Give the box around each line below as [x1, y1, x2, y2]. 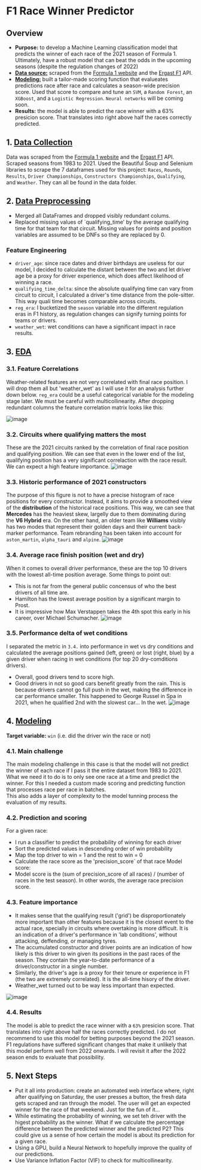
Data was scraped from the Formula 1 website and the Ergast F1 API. [6, 153, 175, 160]
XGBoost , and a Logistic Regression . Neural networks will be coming [14, 95, 184, 102]
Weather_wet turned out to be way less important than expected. [14, 982, 175, 989]
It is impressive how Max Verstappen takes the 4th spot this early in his [14, 608, 191, 615]
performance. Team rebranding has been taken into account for [25, 529, 182, 537]
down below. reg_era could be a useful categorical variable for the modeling [6, 391, 194, 398]
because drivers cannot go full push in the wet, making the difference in [14, 686, 193, 693]
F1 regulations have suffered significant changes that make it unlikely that [6, 1041, 187, 1048]
